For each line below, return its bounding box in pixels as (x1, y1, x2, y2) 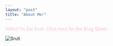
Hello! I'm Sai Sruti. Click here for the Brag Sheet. (5, 25, 108, 31)
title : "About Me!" (5, 12, 47, 17)
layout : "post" (5, 7, 38, 12)
